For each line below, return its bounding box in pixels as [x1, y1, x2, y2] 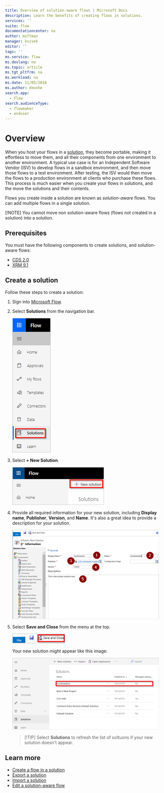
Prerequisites [5, 229, 47, 238]
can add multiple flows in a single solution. [5, 200, 91, 206]
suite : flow [5, 24, 29, 28]
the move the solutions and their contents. [5, 186, 90, 192]
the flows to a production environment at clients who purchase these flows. [5, 175, 157, 181]
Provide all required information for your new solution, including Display [12, 509, 157, 515]
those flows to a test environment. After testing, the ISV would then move [5, 170, 152, 176]
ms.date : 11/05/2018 [5, 80, 47, 85]
